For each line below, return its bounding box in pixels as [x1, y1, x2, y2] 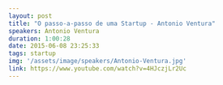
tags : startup [8, 49, 57, 57]
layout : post [8, 11, 53, 20]
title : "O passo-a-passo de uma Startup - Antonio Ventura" [8, 19, 217, 28]
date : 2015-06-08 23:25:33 [8, 42, 100, 50]
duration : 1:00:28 [8, 34, 71, 43]
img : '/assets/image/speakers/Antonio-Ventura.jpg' [8, 57, 187, 66]
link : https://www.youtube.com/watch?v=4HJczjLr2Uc [8, 65, 187, 73]
